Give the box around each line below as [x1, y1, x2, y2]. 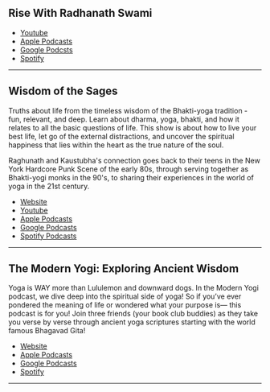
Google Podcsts [19, 44, 74, 55]
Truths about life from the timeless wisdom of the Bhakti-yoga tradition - [8, 105, 248, 115]
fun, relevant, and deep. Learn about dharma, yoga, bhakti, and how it [8, 114, 239, 124]
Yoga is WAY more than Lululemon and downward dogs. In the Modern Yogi [8, 283, 260, 293]
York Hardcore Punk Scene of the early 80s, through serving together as [8, 164, 249, 174]
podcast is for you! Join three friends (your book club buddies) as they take [8, 309, 259, 319]
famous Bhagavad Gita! [8, 326, 86, 336]
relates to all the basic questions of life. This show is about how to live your [8, 122, 257, 132]
